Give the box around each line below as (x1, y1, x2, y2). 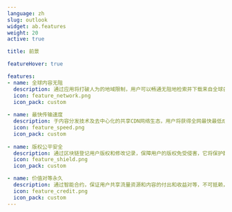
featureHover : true (7, 61, 64, 67)
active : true (7, 36, 45, 43)
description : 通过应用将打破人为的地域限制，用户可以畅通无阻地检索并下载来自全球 (13, 85, 223, 93)
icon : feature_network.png (13, 92, 91, 99)
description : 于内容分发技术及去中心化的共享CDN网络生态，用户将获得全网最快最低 (13, 118, 222, 125)
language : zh (7, 10, 45, 17)
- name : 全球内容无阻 (7, 79, 64, 86)
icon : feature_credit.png (13, 187, 88, 195)
